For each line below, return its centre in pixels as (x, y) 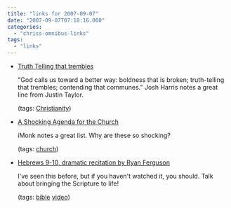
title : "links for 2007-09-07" (53, 14)
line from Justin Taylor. (51, 95)
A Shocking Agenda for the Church (68, 122)
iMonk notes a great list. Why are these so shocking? (94, 135)
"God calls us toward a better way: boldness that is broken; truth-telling (121, 80)
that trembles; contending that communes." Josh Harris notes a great (118, 87)
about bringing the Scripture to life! (68, 183)
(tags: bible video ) (44, 197)
